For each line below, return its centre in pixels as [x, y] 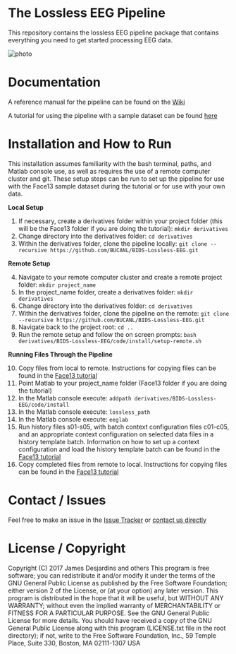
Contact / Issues [57, 500]
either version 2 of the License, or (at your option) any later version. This [113, 590]
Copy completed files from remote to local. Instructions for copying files [123, 464]
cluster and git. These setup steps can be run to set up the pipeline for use [116, 179]
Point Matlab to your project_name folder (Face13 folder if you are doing [123, 383]
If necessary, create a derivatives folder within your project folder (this [120, 221]
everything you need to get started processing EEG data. [91, 40]
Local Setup [26, 207]
